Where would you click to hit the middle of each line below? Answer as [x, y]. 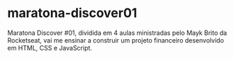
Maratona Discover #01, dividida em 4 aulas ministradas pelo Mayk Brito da [117, 33]
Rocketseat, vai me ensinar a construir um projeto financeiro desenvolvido [116, 40]
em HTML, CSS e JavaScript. [50, 48]
